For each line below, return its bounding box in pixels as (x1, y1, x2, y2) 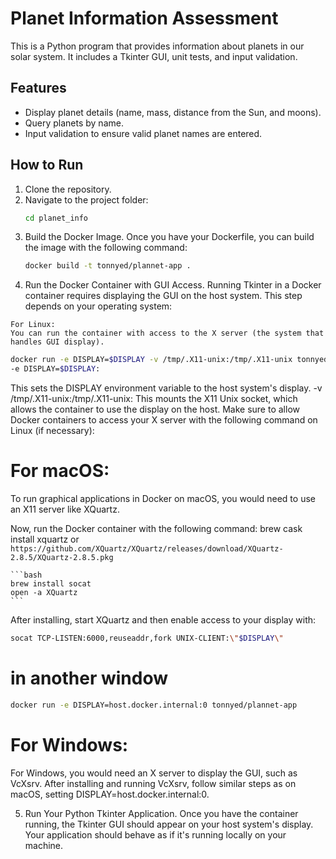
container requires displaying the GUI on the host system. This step (24, 290, 303, 302)
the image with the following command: (24, 242, 188, 254)
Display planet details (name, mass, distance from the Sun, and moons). (24, 106, 322, 118)
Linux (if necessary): (10, 425, 95, 437)
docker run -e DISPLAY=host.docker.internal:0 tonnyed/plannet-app (10, 700, 298, 710)
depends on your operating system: (24, 300, 173, 312)
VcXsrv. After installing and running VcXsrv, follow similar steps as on (10, 777, 297, 789)
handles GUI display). (10, 337, 105, 347)
